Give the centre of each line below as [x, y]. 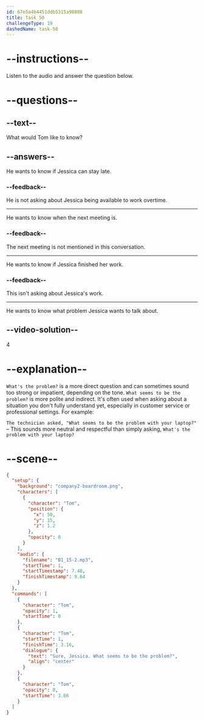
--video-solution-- [42, 330]
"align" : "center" [51, 662]
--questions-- [42, 100]
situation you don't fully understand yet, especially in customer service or [98, 405]
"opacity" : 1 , [40, 611]
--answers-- [30, 157]
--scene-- [32, 458]
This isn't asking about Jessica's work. [55, 293]
